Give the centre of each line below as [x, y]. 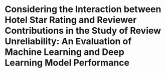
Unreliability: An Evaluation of [68, 42]
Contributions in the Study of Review [83, 31]
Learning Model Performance [67, 63]
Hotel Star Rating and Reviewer [71, 20]
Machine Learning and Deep [65, 52]
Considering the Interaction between [83, 9]
